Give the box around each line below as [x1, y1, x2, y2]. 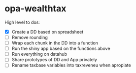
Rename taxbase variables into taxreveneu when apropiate [11, 62, 131, 68]
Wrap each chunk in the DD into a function [11, 40, 98, 46]
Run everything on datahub [11, 51, 68, 57]
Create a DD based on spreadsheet [11, 29, 84, 35]
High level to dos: [4, 19, 40, 25]
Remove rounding [11, 35, 48, 40]
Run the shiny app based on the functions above [11, 45, 110, 52]
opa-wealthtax [4, 3, 67, 14]
